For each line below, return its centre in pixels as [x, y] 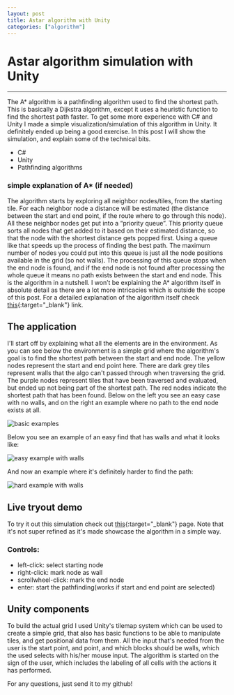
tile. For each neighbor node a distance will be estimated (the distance [108, 208]
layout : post [26, 14]
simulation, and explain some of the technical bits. [79, 139]
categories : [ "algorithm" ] [46, 27]
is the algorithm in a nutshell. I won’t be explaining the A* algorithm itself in [114, 282]
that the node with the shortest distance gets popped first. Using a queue [112, 237]
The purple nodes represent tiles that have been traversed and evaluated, [113, 381]
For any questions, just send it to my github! [70, 684]
